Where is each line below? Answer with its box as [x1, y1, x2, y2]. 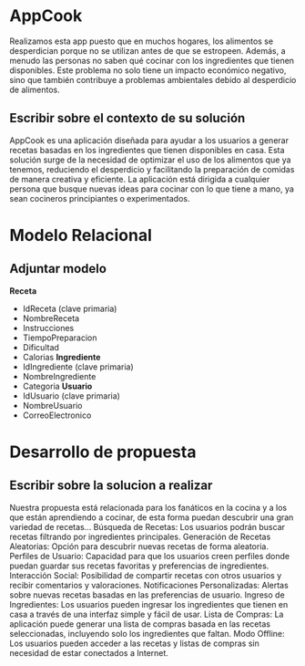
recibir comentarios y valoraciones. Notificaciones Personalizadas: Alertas [9, 579, 289, 590]
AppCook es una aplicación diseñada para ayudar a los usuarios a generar [9, 134, 290, 146]
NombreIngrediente [22, 370, 97, 381]
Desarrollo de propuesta [9, 442, 197, 462]
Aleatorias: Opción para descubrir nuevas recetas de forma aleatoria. [9, 540, 269, 552]
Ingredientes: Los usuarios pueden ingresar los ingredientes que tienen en [9, 598, 289, 609]
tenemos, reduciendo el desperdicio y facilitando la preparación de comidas [9, 163, 295, 174]
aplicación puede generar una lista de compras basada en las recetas [9, 618, 271, 630]
